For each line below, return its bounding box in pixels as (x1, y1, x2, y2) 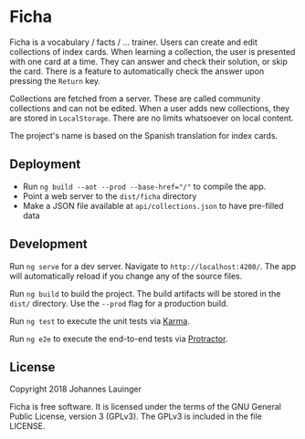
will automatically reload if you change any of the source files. (9, 270, 243, 281)
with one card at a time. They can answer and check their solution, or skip (9, 56, 288, 67)
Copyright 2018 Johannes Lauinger (9, 383, 142, 394)
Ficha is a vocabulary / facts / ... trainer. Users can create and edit (9, 37, 258, 47)
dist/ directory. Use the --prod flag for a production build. (9, 298, 228, 308)
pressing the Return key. (9, 75, 101, 86)
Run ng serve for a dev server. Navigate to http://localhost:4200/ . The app (9, 260, 297, 271)
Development (9, 236, 89, 252)
